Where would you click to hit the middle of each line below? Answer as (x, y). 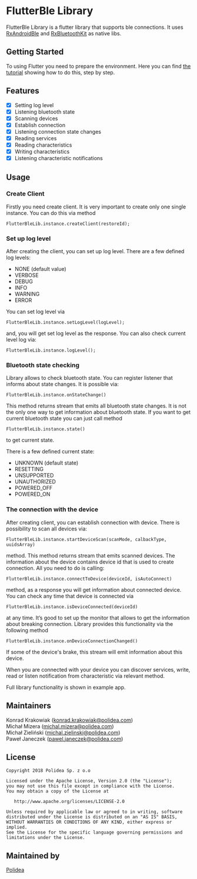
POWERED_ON (32, 494)
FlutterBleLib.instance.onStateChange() (56, 395)
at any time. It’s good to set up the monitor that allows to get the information (98, 618)
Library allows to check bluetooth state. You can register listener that (89, 378)
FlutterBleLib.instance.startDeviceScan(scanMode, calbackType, (86, 539)
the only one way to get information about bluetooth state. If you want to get (98, 412)
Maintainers (29, 706)
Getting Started (35, 52)
